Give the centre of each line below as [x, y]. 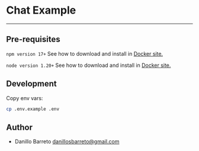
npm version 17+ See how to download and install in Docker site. [85, 53]
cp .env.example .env [33, 109]
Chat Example [41, 10]
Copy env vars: [25, 98]
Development [32, 84]
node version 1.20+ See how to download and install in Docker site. [89, 65]
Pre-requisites [33, 39]
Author [19, 127]
